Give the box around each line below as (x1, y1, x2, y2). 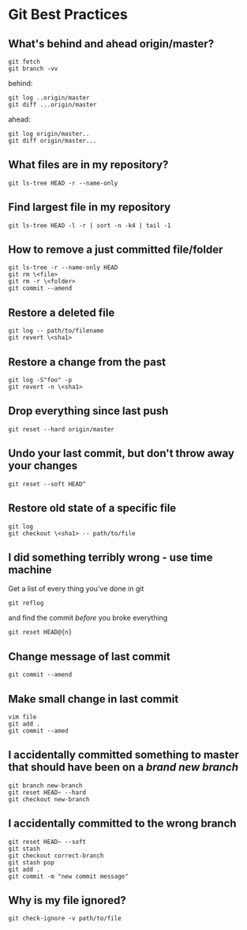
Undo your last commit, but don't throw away (8, 447, 235, 460)
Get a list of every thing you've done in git (8, 584, 144, 594)
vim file (8, 713, 37, 721)
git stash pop (8, 858, 55, 866)
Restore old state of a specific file (8, 501, 177, 515)
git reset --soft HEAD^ (8, 480, 87, 488)
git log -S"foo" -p (8, 377, 73, 384)
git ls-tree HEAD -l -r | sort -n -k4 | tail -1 (8, 221, 171, 230)
